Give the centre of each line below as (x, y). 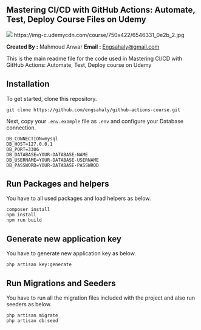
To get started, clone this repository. (52, 98)
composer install (28, 210)
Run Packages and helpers (58, 184)
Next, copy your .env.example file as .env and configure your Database (95, 121)
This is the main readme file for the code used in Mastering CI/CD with (94, 58)
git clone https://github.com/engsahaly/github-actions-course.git (94, 110)
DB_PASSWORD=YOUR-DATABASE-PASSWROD (53, 165)
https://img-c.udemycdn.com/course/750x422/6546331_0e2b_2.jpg (99, 35)
